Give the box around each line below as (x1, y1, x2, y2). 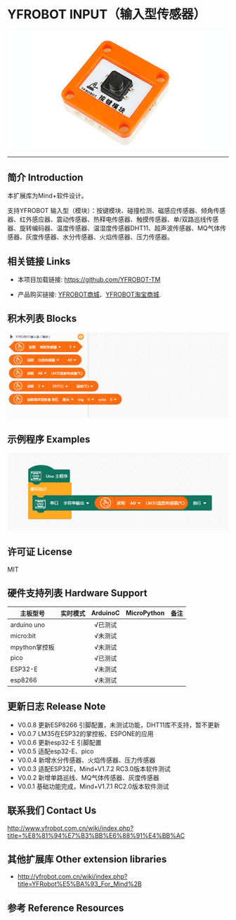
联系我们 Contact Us (7, 805, 97, 817)
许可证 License (7, 546, 72, 558)
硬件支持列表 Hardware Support (7, 588, 147, 600)
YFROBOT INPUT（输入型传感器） (7, 6, 206, 22)
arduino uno (10, 620, 46, 629)
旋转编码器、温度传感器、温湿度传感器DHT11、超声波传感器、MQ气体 (19, 224, 221, 233)
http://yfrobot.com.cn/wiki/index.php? (17, 872, 128, 881)
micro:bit (10, 631, 37, 640)
